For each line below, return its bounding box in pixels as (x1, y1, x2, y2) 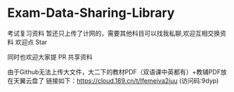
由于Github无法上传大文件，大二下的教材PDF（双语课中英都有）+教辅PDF (7, 67, 221, 76)
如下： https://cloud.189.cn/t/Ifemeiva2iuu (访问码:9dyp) (58, 76, 219, 85)
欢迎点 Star (15, 37, 48, 46)
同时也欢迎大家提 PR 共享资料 (7, 53, 93, 61)
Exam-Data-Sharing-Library (7, 5, 175, 21)
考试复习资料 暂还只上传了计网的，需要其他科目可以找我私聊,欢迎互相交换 (7, 29, 220, 37)
